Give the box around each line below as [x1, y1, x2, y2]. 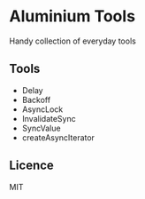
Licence [9, 158, 55, 173]
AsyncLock [21, 104, 64, 115]
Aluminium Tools [9, 6, 135, 27]
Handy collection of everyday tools [9, 36, 137, 46]
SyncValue [21, 123, 61, 133]
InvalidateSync [21, 113, 77, 123]
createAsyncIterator [21, 131, 95, 143]
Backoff [21, 94, 51, 105]
